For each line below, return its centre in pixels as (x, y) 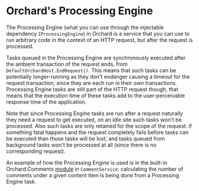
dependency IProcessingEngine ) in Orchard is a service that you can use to (98, 33)
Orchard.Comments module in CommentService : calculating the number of (95, 169)
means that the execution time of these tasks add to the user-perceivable (96, 95)
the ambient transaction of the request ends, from (67, 64)
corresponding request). (36, 151)
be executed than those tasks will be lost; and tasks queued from (86, 138)
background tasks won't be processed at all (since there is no (81, 145)
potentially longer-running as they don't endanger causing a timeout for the (98, 77)
